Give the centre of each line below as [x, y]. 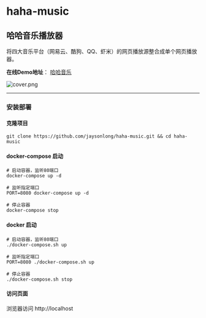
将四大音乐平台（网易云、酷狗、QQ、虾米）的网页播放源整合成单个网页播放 [102, 51]
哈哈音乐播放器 [35, 35]
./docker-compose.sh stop [39, 279]
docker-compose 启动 [35, 156]
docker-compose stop [33, 211]
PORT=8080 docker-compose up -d [48, 193]
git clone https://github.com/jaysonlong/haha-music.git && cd [89, 136]
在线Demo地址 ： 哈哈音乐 [39, 72]
